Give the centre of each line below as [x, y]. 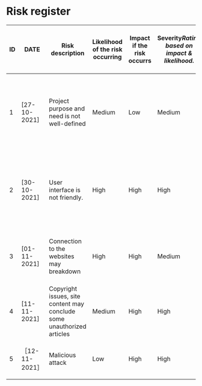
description [68, 53]
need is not [65, 116]
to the [57, 248]
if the [140, 45]
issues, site [65, 296]
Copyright [63, 288]
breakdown [65, 271]
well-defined [67, 124]
